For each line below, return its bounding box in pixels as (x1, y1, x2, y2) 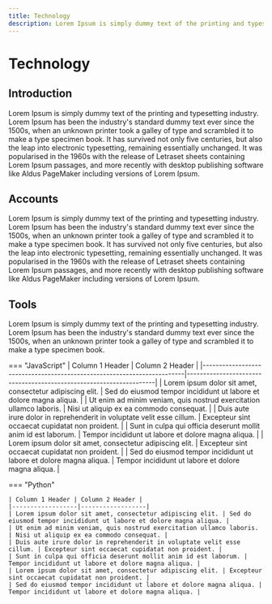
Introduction (8, 87, 73, 101)
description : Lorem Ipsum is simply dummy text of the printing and (8, 19, 244, 28)
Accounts (8, 192, 59, 205)
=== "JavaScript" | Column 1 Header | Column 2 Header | (8, 360, 199, 370)
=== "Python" (8, 480, 55, 490)
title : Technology (8, 11, 70, 20)
